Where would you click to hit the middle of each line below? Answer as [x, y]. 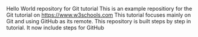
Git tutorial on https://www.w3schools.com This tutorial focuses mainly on [99, 15]
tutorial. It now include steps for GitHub [55, 27]
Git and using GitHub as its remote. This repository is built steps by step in [99, 21]
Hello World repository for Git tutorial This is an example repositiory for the [99, 9]
